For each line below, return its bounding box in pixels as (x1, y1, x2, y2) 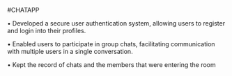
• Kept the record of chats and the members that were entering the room (7, 61, 216, 68)
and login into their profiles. (7, 27, 86, 35)
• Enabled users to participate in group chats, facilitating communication (7, 40, 215, 48)
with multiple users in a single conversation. (7, 48, 134, 55)
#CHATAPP (7, 6, 40, 14)
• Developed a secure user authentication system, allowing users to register (7, 19, 225, 27)
